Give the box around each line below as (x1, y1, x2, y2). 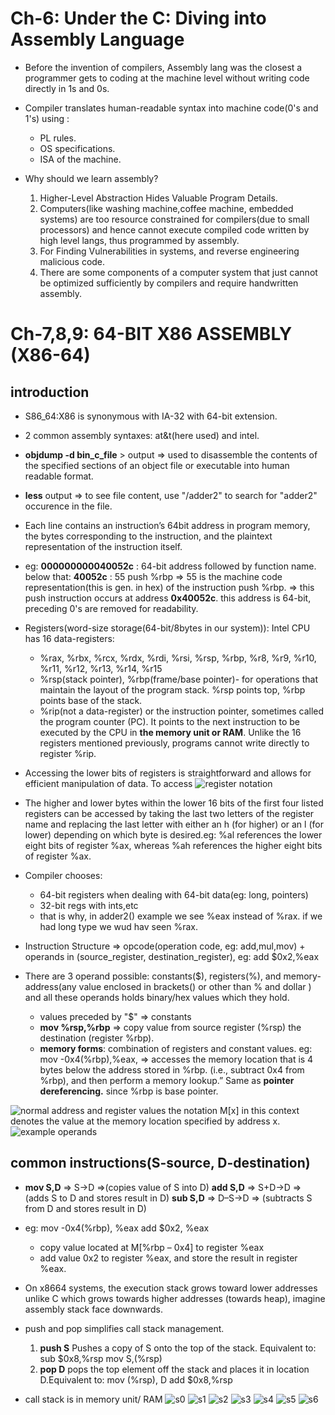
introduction (10, 383, 90, 401)
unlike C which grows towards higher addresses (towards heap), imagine (24, 1292, 326, 1304)
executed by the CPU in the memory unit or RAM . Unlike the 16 (39, 726, 302, 738)
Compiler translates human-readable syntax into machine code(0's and (24, 102, 319, 114)
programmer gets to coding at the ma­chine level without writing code (24, 72, 310, 84)
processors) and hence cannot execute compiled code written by (39, 223, 310, 236)
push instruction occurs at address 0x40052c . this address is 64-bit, (24, 592, 312, 604)
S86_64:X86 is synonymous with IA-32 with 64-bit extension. (24, 410, 278, 422)
